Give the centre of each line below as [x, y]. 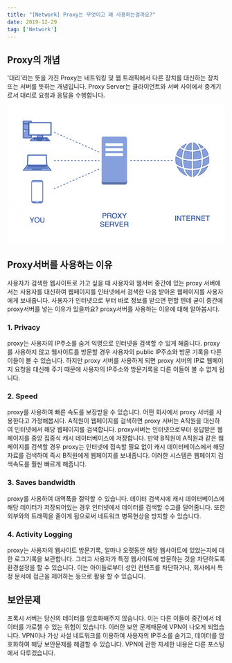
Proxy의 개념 [34, 60]
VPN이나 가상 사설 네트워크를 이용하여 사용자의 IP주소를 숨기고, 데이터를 [119, 635]
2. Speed [23, 396]
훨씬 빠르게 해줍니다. [59, 464]
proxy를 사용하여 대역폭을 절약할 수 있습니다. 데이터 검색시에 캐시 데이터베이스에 [116, 498]
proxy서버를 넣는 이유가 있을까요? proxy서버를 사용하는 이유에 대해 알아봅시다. [114, 309]
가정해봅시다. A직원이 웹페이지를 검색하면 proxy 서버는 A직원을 [116, 421]
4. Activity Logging [40, 534]
